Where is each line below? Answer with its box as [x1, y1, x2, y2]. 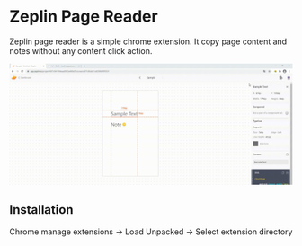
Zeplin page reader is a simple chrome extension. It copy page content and [9, 36, 288, 47]
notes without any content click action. [9, 45, 153, 56]
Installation [9, 202, 74, 217]
